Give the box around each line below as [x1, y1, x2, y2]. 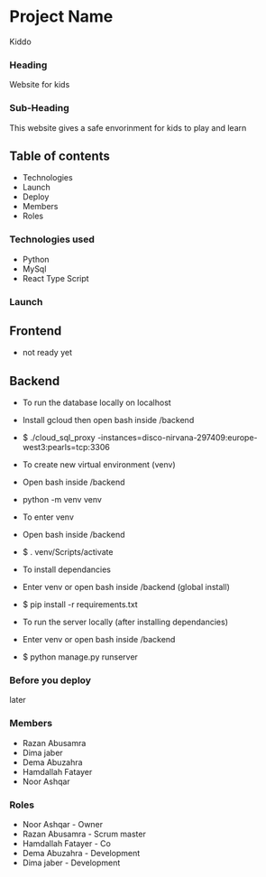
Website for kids [9, 79, 70, 90]
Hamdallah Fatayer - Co [22, 838, 111, 849]
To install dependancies [22, 564, 111, 575]
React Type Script [22, 272, 89, 283]
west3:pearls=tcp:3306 [22, 442, 110, 453]
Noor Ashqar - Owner [22, 819, 104, 830]
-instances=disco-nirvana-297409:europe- [97, 432, 259, 443]
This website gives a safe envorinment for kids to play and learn [9, 122, 247, 133]
